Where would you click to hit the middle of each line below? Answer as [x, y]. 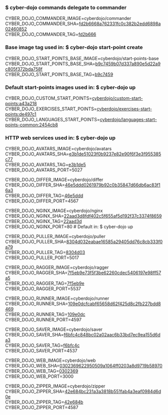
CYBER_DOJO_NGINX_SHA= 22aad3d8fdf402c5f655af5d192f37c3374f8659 [83, 216]
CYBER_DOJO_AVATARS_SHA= [37, 154]
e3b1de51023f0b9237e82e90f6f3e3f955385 [115, 154]
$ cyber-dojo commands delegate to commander [66, 8]
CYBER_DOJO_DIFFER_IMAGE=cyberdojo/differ [54, 180]
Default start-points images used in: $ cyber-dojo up [70, 87]
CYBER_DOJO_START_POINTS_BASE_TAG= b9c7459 [59, 74]
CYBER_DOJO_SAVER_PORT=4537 [41, 351]
